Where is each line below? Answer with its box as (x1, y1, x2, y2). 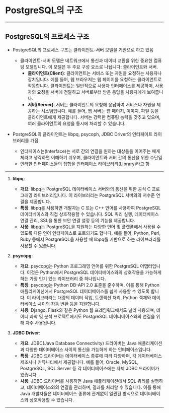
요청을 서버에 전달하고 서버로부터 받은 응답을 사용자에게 (37, 89, 146, 95)
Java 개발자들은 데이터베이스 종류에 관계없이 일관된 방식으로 (20, 390, 139, 396)
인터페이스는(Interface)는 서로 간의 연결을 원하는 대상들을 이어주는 (20, 148, 151, 154)
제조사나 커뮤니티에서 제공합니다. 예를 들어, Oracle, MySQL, (20, 359, 139, 365)
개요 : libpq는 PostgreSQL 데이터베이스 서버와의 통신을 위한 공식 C (20, 186, 151, 192)
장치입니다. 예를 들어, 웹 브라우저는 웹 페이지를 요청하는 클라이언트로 (27, 76, 162, 82)
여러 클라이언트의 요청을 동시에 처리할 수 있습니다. (27, 120, 126, 126)
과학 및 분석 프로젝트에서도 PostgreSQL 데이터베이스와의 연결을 (29, 313, 155, 319)
